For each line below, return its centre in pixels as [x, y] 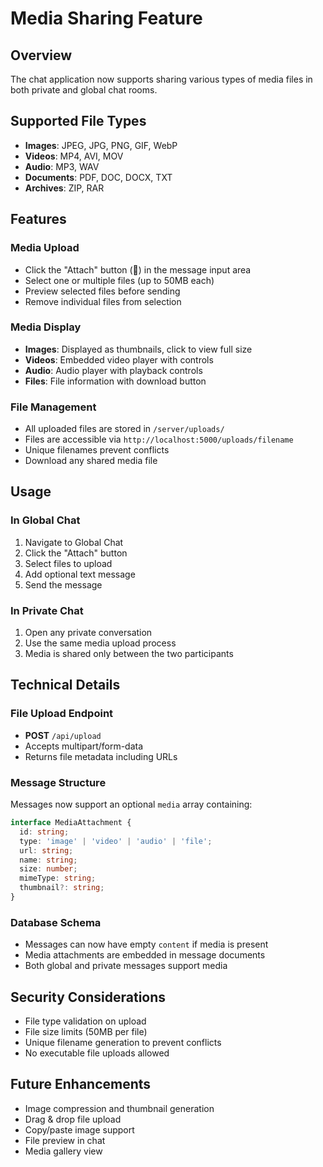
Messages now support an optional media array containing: [131, 804]
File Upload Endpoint [62, 714]
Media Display [46, 327]
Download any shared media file [91, 461]
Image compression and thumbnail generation [119, 1108]
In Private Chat [47, 610]
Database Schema [56, 922]
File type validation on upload [85, 1021]
